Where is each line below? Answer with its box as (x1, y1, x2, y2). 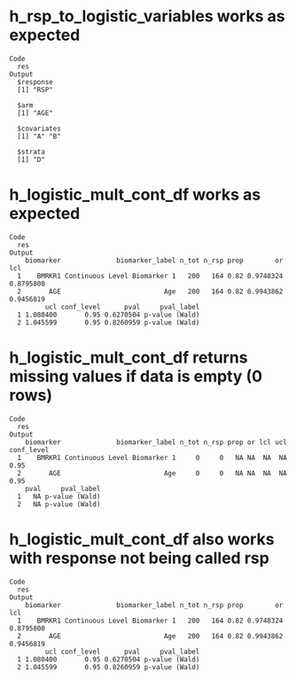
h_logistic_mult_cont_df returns (9, 348, 248, 368)
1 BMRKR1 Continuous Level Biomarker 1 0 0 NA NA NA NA (17, 453, 288, 462)
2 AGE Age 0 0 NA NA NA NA (17, 468, 288, 478)
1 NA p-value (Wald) (17, 492, 101, 501)
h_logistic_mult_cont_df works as (9, 184, 261, 205)
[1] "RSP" (17, 85, 53, 94)
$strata (17, 147, 46, 156)
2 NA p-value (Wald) (17, 499, 101, 509)
